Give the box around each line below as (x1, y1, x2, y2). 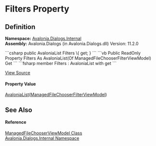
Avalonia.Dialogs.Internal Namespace (5, 135, 80, 141)
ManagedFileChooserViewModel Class (5, 130, 83, 136)
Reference (5, 119, 27, 125)
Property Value (5, 81, 36, 87)
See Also (5, 106, 32, 114)
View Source (5, 70, 30, 76)
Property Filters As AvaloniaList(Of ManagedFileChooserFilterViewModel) (5, 55, 151, 61)
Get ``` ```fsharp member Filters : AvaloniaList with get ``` (5, 61, 117, 66)
